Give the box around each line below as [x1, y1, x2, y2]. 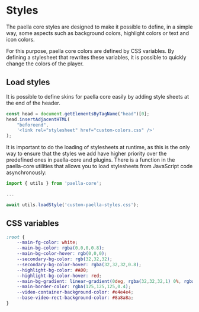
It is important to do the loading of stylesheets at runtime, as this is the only [6, 144, 190, 151]
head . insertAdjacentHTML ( [6, 116, 70, 122]
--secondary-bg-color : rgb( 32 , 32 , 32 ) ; [17, 256, 113, 262]
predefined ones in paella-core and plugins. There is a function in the [6, 156, 175, 163]
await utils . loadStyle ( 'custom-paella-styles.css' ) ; [6, 201, 139, 208]
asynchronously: [6, 169, 47, 176]
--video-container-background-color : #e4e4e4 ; [17, 289, 134, 295]
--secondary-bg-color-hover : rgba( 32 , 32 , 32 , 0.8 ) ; [17, 261, 142, 267]
